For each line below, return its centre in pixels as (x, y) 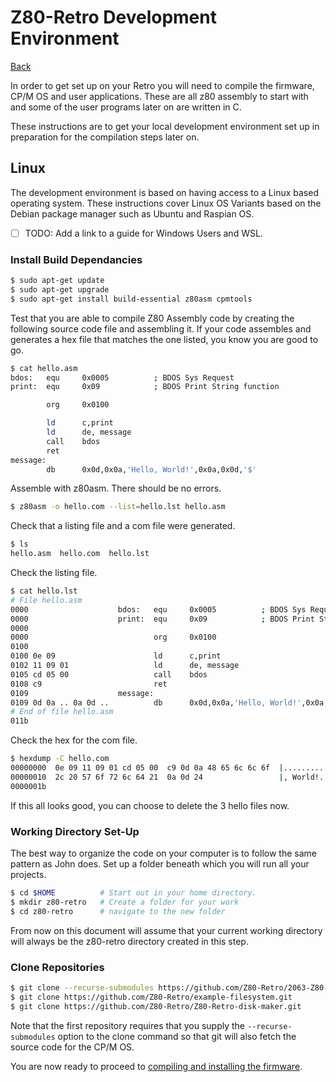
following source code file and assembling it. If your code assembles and (161, 328)
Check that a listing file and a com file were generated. (123, 526)
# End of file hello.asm (62, 712)
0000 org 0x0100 (113, 637)
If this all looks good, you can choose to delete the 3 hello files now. (150, 805)
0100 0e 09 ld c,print (116, 656)
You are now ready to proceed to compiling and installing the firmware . (156, 1066)
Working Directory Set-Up (75, 831)
